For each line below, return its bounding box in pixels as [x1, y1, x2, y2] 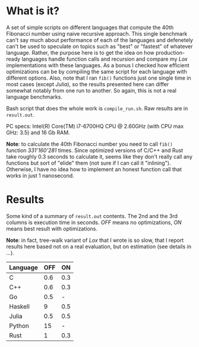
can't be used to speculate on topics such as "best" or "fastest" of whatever [6, 43, 193, 50]
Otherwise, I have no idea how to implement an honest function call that [6, 165, 182, 173]
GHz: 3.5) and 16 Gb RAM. [6, 129, 70, 136]
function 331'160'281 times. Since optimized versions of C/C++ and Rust [6, 147, 184, 154]
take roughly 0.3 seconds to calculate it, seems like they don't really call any [6, 153, 193, 160]
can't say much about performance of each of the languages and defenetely [6, 36, 193, 43]
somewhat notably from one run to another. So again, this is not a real [6, 87, 177, 94]
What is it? [6, 4, 60, 18]
